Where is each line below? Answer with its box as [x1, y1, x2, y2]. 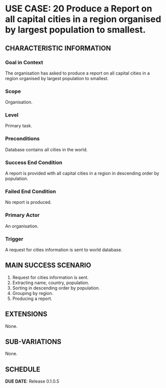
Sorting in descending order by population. [12, 285, 100, 291]
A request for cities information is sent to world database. [5, 247, 122, 253]
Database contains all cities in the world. [5, 146, 88, 152]
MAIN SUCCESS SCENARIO [5, 261, 92, 270]
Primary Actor [5, 212, 40, 219]
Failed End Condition [5, 188, 56, 194]
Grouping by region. [12, 290, 54, 296]
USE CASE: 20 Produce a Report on [5, 3, 153, 14]
